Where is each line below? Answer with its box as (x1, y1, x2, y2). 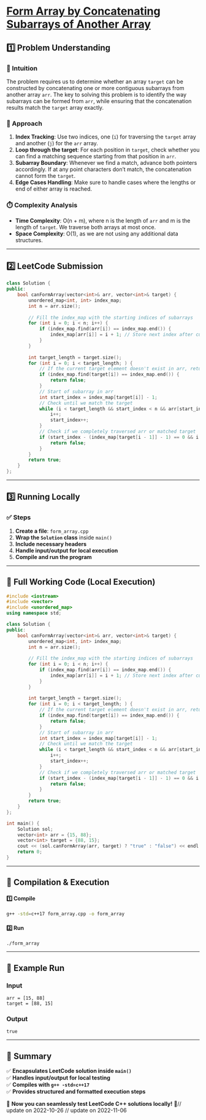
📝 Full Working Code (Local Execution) (6, 577, 156, 587)
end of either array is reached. (15, 185, 93, 192)
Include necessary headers (15, 540, 87, 547)
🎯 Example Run (6, 962, 65, 973)
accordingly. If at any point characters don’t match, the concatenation (15, 166, 192, 173)
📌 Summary (6, 1051, 52, 1061)
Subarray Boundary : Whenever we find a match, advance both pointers (15, 159, 197, 167)
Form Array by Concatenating (6, 4, 161, 18)
